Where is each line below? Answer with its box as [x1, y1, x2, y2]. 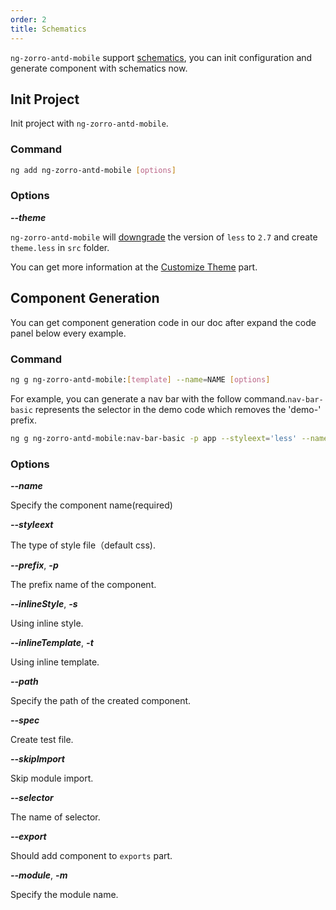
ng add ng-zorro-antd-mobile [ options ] [10, 165, 177, 175]
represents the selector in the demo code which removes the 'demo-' [34, 403, 322, 415]
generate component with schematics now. [10, 62, 188, 74]
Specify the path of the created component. [10, 694, 192, 706]
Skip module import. [10, 772, 94, 784]
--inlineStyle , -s [10, 597, 78, 610]
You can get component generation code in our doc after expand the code [10, 316, 317, 328]
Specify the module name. [10, 888, 119, 900]
